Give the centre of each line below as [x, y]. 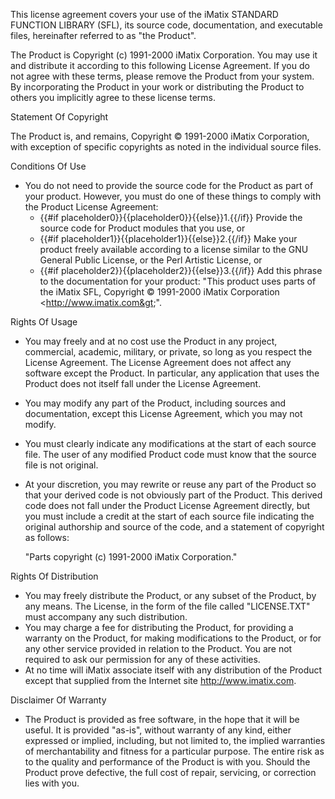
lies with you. [52, 783]
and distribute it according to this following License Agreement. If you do [160, 65]
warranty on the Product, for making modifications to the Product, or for [173, 638]
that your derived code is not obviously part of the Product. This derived [173, 495]
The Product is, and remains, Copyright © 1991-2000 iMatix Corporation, [160, 136]
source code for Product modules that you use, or [142, 228]
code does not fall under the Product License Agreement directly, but [167, 505]
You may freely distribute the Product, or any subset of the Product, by [170, 595]
